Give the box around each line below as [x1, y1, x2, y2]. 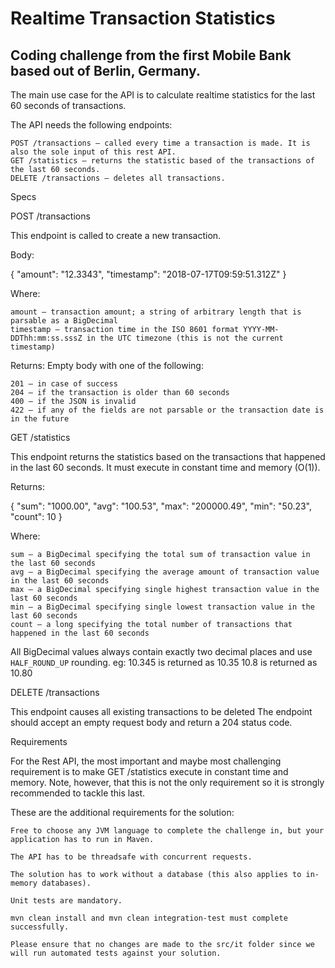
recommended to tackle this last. [10, 787, 146, 799]
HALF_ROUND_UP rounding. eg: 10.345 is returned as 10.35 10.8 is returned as [10, 657, 318, 668]
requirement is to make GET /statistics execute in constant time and [10, 766, 289, 777]
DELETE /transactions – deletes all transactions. [10, 173, 226, 183]
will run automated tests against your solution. [10, 948, 222, 958]
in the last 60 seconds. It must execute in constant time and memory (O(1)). [10, 462, 321, 473]
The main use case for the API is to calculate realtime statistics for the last [10, 89, 316, 101]
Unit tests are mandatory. [10, 896, 123, 906]
